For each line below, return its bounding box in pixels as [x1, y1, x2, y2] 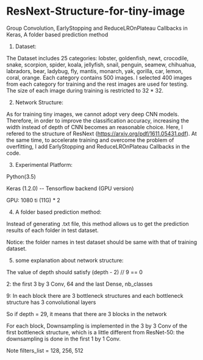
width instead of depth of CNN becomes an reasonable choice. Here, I [6, 123, 183, 130]
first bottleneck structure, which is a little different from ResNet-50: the [6, 328, 185, 336]
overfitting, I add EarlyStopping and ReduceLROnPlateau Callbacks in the [6, 143, 190, 150]
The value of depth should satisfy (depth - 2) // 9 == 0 [6, 268, 143, 275]
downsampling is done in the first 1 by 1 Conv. [6, 335, 121, 342]
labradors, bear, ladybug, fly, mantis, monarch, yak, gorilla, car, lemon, [6, 67, 183, 74]
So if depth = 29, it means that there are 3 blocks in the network [6, 310, 167, 317]
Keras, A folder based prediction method [6, 30, 109, 38]
